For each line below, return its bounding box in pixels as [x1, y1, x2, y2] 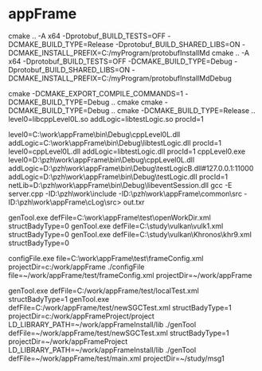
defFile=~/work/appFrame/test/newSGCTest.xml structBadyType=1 [8, 328, 229, 338]
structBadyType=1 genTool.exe [8, 294, 110, 303]
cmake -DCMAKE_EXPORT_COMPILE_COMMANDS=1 [8, 88, 183, 98]
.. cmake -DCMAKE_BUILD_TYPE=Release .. [111, 105, 256, 115]
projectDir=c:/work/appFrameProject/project [8, 311, 155, 321]
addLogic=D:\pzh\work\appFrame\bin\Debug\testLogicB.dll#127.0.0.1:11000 [8, 163, 254, 173]
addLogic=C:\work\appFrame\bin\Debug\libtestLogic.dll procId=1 [8, 138, 221, 147]
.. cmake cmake [111, 97, 163, 107]
